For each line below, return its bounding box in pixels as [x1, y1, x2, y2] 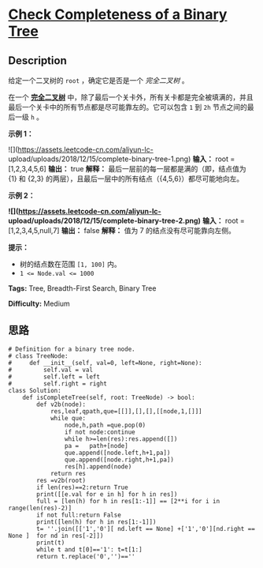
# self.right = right [8, 379, 108, 388]
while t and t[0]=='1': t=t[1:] [36, 545, 143, 554]
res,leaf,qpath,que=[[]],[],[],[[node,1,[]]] [50, 407, 202, 416]
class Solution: [8, 386, 61, 394]
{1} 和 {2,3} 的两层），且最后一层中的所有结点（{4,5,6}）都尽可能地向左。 [8, 174, 244, 183]
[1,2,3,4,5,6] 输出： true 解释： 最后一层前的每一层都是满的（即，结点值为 [8, 164, 246, 173]
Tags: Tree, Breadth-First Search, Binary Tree [8, 284, 157, 293]
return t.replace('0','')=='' [36, 552, 135, 560]
